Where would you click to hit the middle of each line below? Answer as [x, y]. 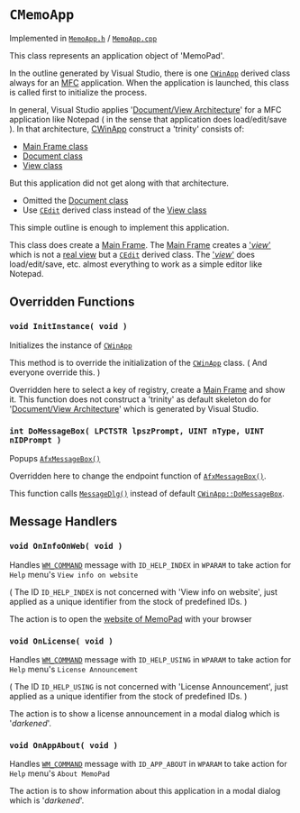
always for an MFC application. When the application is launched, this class [150, 82]
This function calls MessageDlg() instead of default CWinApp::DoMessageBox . [147, 493]
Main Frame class [55, 146]
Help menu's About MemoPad [60, 773]
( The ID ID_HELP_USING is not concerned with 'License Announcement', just [149, 686]
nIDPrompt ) [36, 440]
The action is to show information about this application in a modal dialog [145, 791]
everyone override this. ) [55, 372]
